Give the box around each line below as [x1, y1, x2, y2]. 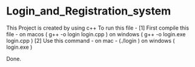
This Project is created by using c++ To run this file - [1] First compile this [6, 24, 190, 31]
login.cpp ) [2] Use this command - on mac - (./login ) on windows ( [6, 37, 175, 44]
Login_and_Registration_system [6, 4, 171, 18]
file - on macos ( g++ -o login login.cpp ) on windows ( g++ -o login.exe [6, 30, 186, 37]
